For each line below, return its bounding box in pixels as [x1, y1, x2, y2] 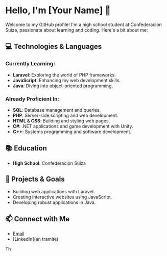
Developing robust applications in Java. [12, 199, 96, 206]
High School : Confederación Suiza [12, 160, 86, 166]
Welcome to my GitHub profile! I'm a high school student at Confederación [5, 21, 162, 28]
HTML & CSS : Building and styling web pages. [12, 117, 110, 124]
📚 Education [5, 144, 47, 152]
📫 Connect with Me [5, 214, 70, 223]
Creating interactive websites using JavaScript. [12, 194, 112, 200]
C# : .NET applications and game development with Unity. [12, 123, 134, 129]
